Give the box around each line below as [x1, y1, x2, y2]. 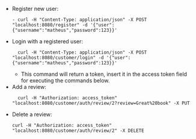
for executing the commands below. [20, 77, 110, 84]
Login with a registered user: [11, 38, 83, 45]
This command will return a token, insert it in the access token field [20, 70, 188, 78]
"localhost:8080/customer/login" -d [11, 55, 104, 61]
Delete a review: [11, 111, 52, 118]
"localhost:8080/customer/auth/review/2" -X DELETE [11, 128, 144, 134]
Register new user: [11, 5, 59, 12]
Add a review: [11, 84, 46, 90]
